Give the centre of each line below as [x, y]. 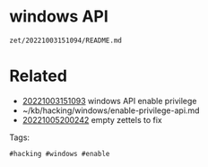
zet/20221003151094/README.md [66, 40]
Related [38, 76]
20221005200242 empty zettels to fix [92, 119]
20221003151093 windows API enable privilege [109, 101]
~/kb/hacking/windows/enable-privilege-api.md [111, 110]
